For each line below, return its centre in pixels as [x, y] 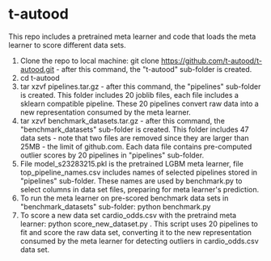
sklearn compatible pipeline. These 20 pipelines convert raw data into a [139, 103]
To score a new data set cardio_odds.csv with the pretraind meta [128, 215]
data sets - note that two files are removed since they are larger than [134, 137]
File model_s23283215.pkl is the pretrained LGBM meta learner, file [132, 163]
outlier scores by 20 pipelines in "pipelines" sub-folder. [112, 155]
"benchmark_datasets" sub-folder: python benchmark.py [115, 206]
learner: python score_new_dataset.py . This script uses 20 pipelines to [139, 224]
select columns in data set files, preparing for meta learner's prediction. [140, 189]
